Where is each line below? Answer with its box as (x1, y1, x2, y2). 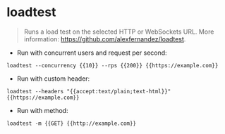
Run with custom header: (16, 74, 90, 83)
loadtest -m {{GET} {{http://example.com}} (6, 120, 137, 127)
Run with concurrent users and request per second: (16, 48, 167, 57)
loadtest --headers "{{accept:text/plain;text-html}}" (6, 88, 171, 95)
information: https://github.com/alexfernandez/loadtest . (23, 34, 186, 43)
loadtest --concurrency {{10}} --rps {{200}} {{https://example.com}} (6, 62, 219, 69)
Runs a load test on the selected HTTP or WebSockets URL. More (23, 27, 214, 36)
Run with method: (16, 106, 68, 114)
